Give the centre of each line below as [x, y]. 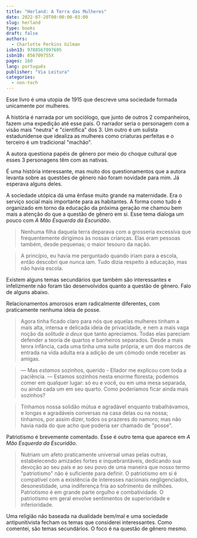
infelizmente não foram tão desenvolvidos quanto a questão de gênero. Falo [99, 286]
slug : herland [24, 22]
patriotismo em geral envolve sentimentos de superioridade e [95, 498]
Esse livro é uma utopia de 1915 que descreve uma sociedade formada [92, 100]
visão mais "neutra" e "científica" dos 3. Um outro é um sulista [82, 130]
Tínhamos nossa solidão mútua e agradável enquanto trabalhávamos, [105, 407]
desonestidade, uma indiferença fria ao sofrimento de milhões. [97, 486]
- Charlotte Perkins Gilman [46, 45]
